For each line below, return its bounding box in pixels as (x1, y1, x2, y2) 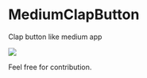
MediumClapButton (8, 6, 140, 24)
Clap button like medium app (8, 32, 103, 41)
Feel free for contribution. (8, 62, 92, 72)
